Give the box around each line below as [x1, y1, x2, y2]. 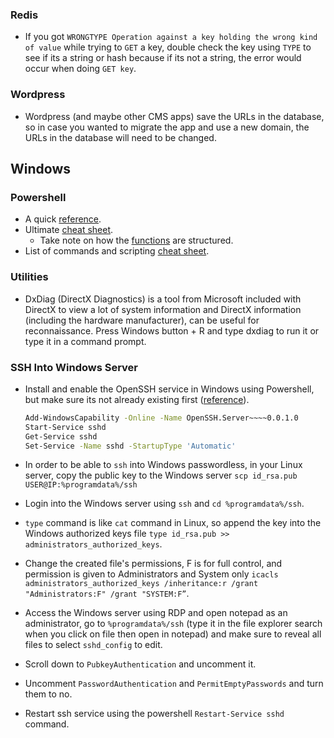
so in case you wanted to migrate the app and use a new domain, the [24, 121, 310, 133]
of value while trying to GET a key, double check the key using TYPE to [24, 41, 312, 53]
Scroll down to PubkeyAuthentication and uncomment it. [24, 658, 257, 670]
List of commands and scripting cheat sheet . [24, 245, 210, 257]
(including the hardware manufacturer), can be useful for [24, 314, 260, 326]
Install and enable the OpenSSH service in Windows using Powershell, [24, 383, 315, 395]
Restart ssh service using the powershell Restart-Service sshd [24, 708, 285, 720]
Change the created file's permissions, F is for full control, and [24, 558, 283, 570]
